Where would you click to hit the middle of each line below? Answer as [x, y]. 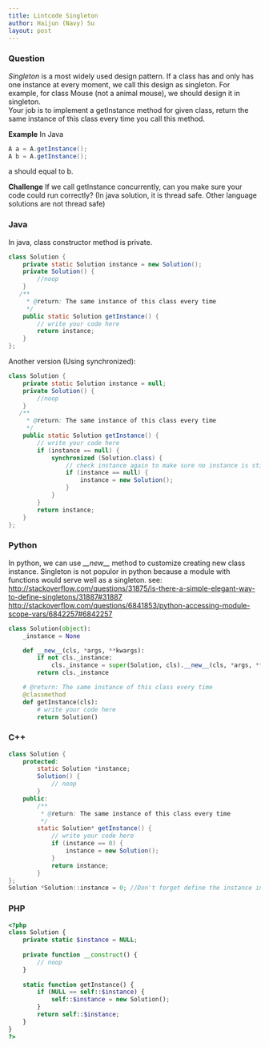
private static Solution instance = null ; [94, 383]
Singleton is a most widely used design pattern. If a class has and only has [131, 76]
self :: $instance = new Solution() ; [110, 1000]
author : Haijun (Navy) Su [51, 23]
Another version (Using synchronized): [72, 362]
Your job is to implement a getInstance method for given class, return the [128, 110]
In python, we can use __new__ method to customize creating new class [127, 563]
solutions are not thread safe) [57, 204]
